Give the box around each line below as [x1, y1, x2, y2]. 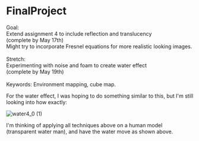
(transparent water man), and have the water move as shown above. [6, 128, 173, 135]
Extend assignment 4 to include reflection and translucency [6, 30, 152, 37]
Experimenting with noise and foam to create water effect [6, 61, 147, 69]
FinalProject [6, 4, 67, 18]
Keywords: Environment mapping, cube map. [6, 80, 116, 87]
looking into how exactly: [6, 98, 67, 105]
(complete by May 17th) [6, 36, 64, 43]
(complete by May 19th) [6, 68, 64, 75]
